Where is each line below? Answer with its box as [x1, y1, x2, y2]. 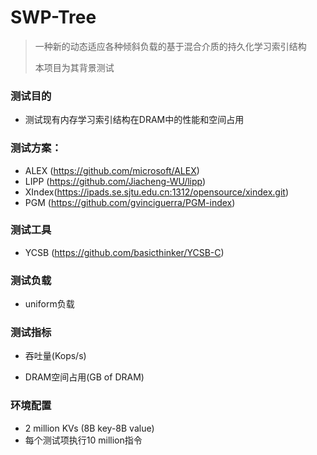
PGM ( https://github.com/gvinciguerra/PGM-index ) [24, 196, 236, 208]
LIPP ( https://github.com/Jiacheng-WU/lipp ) [24, 175, 207, 187]
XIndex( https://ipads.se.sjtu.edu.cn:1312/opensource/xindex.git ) [24, 186, 290, 198]
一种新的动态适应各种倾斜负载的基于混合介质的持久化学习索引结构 [34, 40, 307, 52]
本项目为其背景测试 [34, 61, 115, 73]
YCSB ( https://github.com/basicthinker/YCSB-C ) [24, 246, 225, 258]
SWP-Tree [10, 6, 97, 29]
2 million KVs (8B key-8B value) [24, 422, 155, 434]
